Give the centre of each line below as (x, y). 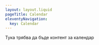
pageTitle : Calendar (27, 14)
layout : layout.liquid (29, 10)
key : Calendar (24, 23)
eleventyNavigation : (27, 19)
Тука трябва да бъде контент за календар (50, 38)
